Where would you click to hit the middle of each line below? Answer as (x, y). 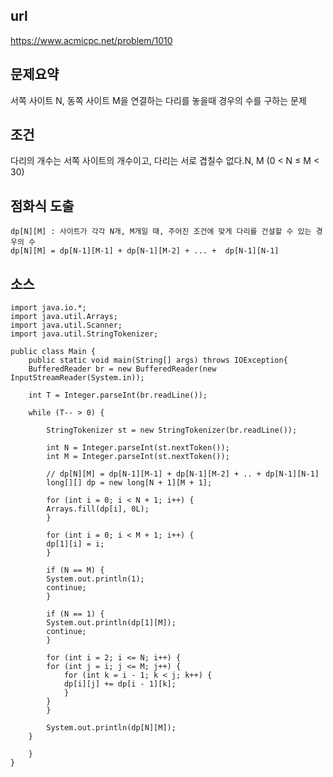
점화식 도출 (42, 205)
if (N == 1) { (75, 614)
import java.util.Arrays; (64, 317)
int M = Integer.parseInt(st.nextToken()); (138, 457)
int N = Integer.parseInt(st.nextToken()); (138, 448)
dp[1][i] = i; (75, 544)
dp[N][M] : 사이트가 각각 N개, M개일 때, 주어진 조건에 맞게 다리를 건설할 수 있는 (161, 232)
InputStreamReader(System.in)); (77, 378)
